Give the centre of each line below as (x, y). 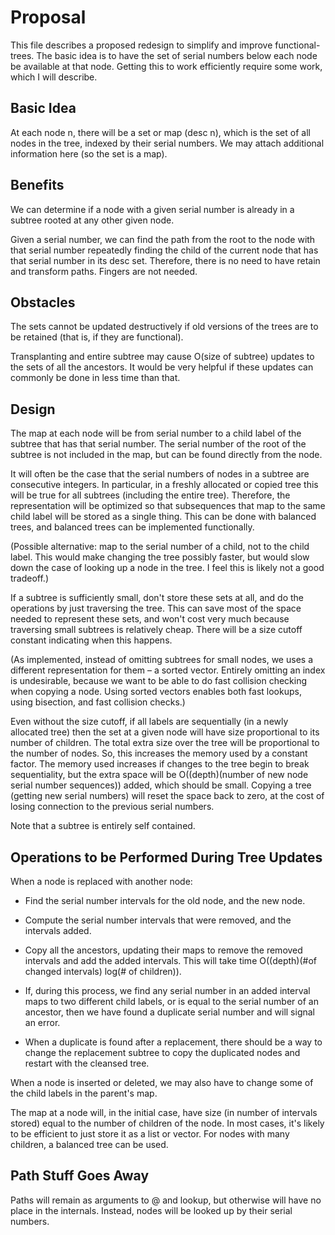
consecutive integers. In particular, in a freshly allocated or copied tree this (164, 485)
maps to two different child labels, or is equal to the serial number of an (171, 1001)
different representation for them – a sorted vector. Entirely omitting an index (168, 670)
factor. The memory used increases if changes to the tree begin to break (160, 764)
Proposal (48, 17)
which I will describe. (54, 77)
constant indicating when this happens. (91, 640)
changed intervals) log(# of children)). (103, 971)
